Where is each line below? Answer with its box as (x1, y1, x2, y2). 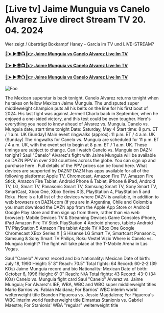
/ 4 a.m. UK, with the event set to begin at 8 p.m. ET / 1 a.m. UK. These (5, 142, 147, 147)
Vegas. (5, 246, 19, 252)
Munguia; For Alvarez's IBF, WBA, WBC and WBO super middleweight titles (5, 281, 157, 287)
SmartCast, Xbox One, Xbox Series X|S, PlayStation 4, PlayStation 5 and (5, 189, 150, 194)
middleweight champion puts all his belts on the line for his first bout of (5, 105, 148, 111)
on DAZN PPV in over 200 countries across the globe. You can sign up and (5, 157, 156, 163)
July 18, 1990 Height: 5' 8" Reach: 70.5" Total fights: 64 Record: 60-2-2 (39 (5, 261, 157, 266)
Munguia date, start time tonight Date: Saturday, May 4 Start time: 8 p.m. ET (5, 126, 158, 132)
